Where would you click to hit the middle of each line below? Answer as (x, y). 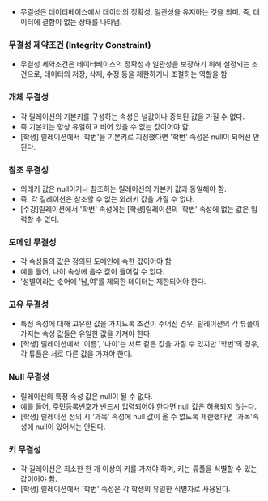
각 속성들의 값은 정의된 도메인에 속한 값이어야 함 (96, 261)
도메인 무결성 (32, 242)
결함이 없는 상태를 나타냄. (82, 22)
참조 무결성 (29, 170)
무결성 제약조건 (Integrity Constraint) (80, 45)
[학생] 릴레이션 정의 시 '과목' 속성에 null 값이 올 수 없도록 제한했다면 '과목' (136, 416)
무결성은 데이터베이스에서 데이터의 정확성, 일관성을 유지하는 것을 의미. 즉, (136, 12)
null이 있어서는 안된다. (70, 427)
